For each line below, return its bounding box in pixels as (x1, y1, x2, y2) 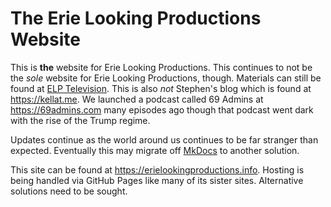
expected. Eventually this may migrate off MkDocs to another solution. (10, 144, 300, 156)
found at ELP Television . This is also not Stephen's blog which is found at (10, 82, 312, 94)
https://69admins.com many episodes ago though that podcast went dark (10, 103, 314, 116)
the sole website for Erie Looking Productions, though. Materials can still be (10, 72, 322, 84)
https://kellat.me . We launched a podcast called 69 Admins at (10, 93, 264, 105)
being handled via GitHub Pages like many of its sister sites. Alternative (10, 174, 304, 186)
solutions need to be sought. (10, 185, 128, 197)
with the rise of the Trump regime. (10, 114, 151, 126)
